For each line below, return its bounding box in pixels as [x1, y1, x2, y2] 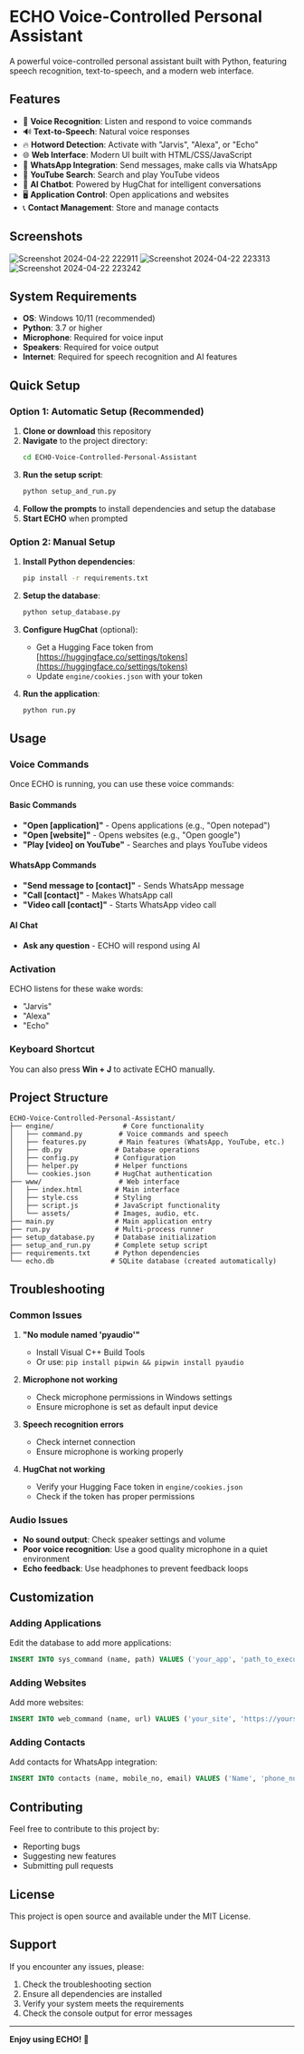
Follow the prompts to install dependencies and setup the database [22, 503, 276, 514]
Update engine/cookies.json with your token [35, 670, 204, 682]
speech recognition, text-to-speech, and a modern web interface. [9, 65, 254, 76]
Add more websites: [9, 1697, 84, 1708]
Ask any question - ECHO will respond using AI [22, 940, 201, 951]
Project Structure [9, 1090, 109, 1106]
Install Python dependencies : [22, 556, 136, 567]
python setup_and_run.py [22, 486, 117, 496]
